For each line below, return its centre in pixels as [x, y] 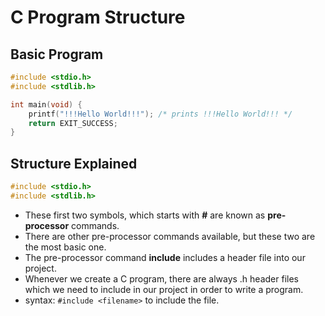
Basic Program [57, 54]
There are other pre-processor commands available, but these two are [170, 236]
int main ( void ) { [46, 104]
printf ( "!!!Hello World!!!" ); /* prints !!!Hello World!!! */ [160, 114]
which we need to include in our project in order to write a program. [164, 289]
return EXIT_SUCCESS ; [73, 123]
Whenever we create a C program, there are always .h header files [161, 278]
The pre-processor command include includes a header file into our [165, 257]
